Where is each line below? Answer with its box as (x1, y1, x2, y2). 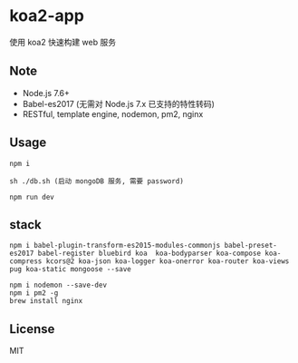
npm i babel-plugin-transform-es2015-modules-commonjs (9, 241, 221, 250)
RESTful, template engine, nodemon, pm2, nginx (22, 108, 204, 119)
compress (9, 257, 43, 266)
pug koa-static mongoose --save (9, 265, 131, 274)
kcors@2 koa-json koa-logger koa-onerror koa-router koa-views (45, 257, 290, 266)
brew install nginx (9, 297, 83, 306)
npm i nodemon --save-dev (9, 280, 107, 290)
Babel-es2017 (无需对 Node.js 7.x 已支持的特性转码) (22, 98, 216, 109)
